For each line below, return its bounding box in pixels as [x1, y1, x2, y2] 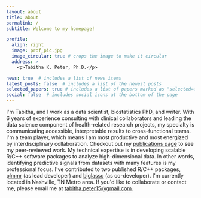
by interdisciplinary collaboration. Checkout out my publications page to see [6, 140, 194, 147]
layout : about [6, 8, 42, 15]
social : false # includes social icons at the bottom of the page [6, 92, 178, 98]
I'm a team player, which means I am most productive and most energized [6, 134, 188, 141]
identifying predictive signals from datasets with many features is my [6, 160, 176, 166]
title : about [6, 14, 39, 20]
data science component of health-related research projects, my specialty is [6, 121, 195, 128]
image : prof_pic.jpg [11, 47, 63, 54]
